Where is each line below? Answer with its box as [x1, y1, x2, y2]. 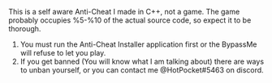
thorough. [8, 24, 41, 33]
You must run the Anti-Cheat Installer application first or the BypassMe [19, 39, 257, 49]
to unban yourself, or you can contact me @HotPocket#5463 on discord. [19, 65, 264, 75]
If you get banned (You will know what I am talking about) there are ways [19, 56, 265, 66]
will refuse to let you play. [19, 48, 106, 57]
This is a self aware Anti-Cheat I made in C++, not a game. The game [8, 7, 240, 16]
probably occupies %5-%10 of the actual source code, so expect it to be [8, 15, 252, 25]
